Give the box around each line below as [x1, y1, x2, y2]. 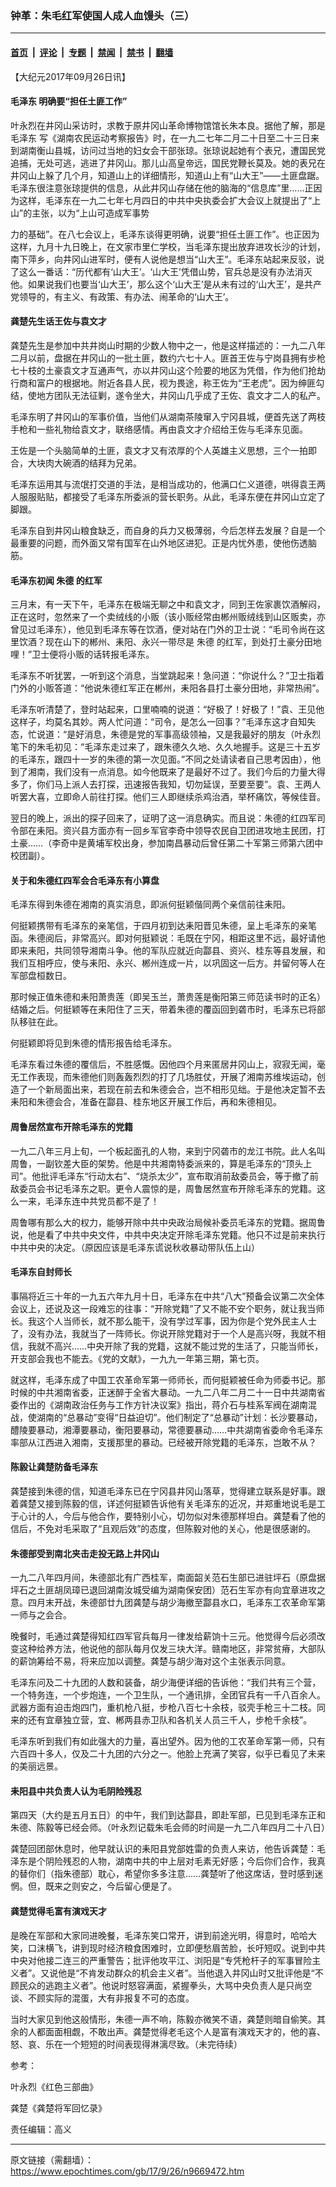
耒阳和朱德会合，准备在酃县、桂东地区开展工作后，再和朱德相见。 [10, 1096, 282, 1108]
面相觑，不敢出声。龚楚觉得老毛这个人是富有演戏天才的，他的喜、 [53, 2025, 326, 2037]
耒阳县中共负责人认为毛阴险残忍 [10, 1785, 142, 1797]
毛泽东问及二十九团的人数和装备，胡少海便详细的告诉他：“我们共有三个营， [10, 1677, 322, 1689]
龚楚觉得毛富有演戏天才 [10, 1905, 107, 1917]
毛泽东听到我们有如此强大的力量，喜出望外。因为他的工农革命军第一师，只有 [10, 1735, 326, 1747]
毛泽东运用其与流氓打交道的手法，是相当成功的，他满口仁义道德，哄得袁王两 [10, 478, 326, 490]
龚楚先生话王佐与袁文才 [10, 315, 107, 327]
